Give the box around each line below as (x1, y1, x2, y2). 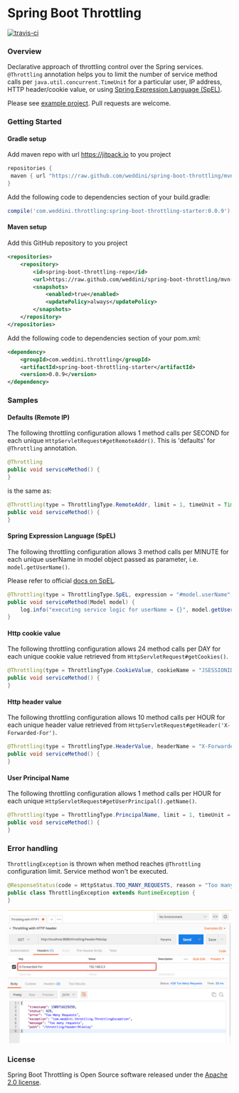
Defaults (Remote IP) (7, 413, 70, 422)
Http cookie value (7, 629, 61, 637)
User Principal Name (7, 773, 70, 782)
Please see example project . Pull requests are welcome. (7, 99, 171, 108)
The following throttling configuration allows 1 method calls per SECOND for (7, 429, 230, 437)
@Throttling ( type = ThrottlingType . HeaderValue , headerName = (7, 743, 196, 751)
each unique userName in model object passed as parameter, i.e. (7, 555, 198, 563)
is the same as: (7, 486, 52, 495)
